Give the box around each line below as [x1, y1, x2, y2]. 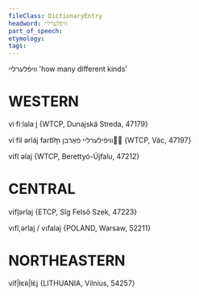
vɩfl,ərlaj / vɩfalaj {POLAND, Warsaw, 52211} [8, 223, 151, 233]
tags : [8, 42, 27, 50]
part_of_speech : [8, 27, 63, 35]
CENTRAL [8, 180, 76, 198]
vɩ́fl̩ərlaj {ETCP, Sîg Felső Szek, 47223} [8, 207, 138, 217]
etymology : [8, 34, 45, 43]
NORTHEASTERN [8, 252, 126, 270]
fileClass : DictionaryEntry [8, 11, 103, 20]
